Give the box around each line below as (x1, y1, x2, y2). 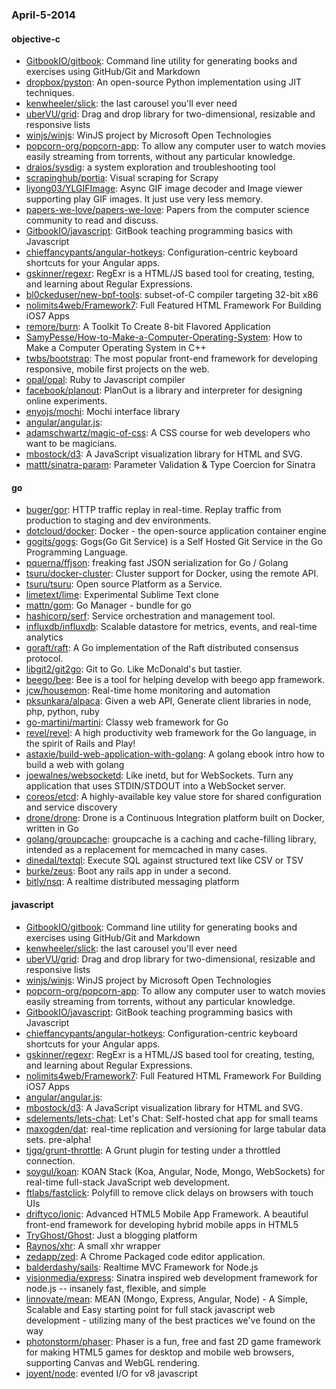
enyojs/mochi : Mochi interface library (25, 406, 181, 418)
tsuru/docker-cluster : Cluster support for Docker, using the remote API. (25, 568, 319, 580)
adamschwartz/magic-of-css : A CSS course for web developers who (25, 427, 311, 439)
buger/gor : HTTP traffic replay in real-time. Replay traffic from (25, 504, 282, 516)
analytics (25, 631, 64, 643)
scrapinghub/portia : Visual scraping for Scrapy (25, 172, 219, 184)
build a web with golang (25, 759, 125, 771)
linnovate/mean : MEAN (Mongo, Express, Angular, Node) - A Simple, (25, 1293, 309, 1305)
